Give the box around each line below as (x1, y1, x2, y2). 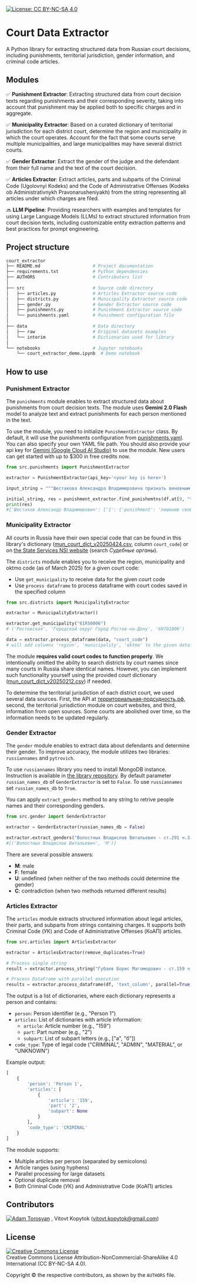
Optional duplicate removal (14, 1176, 80, 1183)
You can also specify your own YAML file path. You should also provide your (6, 440, 191, 447)
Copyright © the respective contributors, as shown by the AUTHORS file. (6, 1272, 176, 1279)
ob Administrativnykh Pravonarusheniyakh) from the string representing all (6, 188, 186, 196)
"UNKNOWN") (14, 1047, 50, 1054)
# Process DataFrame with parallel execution (6, 976, 119, 982)
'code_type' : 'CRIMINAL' (27, 1124, 88, 1130)
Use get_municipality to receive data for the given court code (14, 575, 165, 582)
